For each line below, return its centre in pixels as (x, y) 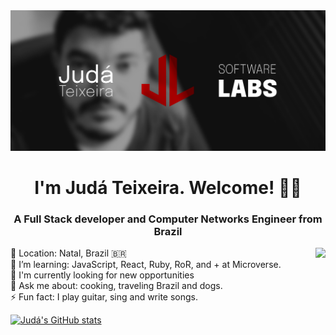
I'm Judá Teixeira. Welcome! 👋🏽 (168, 188)
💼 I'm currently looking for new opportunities (102, 275)
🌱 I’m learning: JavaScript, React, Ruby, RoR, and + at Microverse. (146, 265)
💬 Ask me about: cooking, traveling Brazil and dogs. (116, 286)
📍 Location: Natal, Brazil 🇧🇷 (68, 253)
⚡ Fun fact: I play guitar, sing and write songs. (104, 297)
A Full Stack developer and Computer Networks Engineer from (168, 219)
